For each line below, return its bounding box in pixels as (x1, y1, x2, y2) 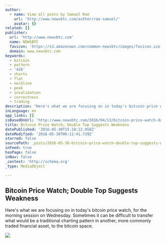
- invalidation (9, 90, 41, 95)
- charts (9, 72, 28, 77)
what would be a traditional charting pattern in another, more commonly (5, 218, 151, 224)
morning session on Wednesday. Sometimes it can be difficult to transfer (5, 212, 153, 218)
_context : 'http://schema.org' (5, 159, 70, 164)
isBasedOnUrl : (5, 117, 35, 123)
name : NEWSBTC (9, 40, 39, 45)
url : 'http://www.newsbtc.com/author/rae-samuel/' (14, 16, 121, 21)
